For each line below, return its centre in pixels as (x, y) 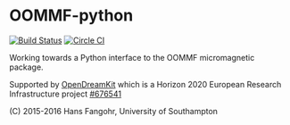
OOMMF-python (71, 16)
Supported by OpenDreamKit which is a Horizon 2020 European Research (145, 84)
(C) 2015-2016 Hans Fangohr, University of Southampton (114, 111)
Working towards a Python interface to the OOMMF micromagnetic (132, 57)
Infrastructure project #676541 (66, 94)
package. (26, 67)
